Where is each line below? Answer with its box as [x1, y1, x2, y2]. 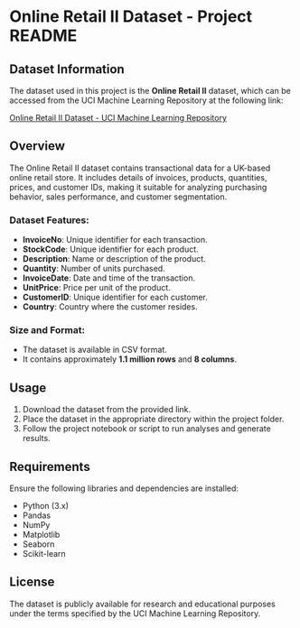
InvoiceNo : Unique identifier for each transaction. [22, 235, 208, 245]
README [9, 25, 78, 46]
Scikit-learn [22, 549, 66, 559]
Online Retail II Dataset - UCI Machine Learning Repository [9, 113, 228, 123]
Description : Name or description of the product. [22, 254, 206, 264]
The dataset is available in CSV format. [22, 345, 167, 356]
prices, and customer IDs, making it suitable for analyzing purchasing [9, 181, 267, 192]
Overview [9, 138, 66, 154]
